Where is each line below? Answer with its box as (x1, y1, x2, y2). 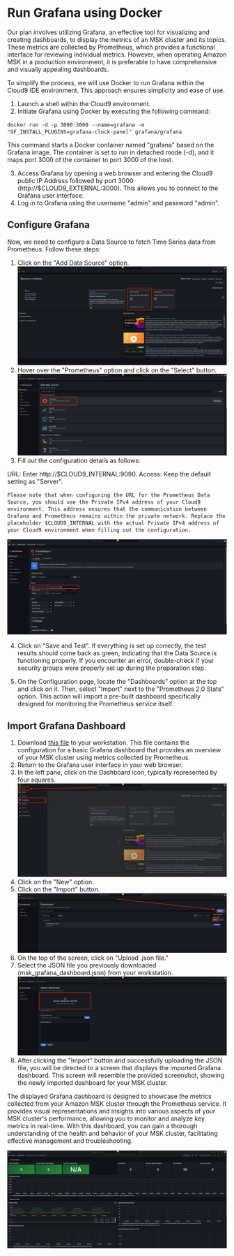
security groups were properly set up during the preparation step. (17, 664, 207, 672)
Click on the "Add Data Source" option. (17, 258, 130, 267)
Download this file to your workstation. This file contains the (17, 738, 190, 747)
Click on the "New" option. (17, 878, 94, 886)
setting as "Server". (7, 477, 63, 486)
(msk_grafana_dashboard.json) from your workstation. (17, 969, 173, 977)
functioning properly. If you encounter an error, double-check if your (17, 657, 214, 665)
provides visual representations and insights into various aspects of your (7, 1107, 216, 1115)
